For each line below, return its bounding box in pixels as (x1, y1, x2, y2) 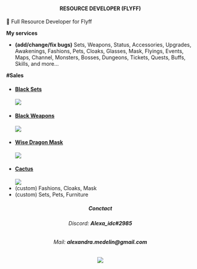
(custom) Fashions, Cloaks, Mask (14, 185, 97, 192)
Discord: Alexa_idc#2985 (68, 219, 133, 227)
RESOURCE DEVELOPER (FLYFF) (59, 5, 141, 12)
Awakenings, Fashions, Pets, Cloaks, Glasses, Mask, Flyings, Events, (14, 48, 184, 55)
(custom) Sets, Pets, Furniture (14, 191, 88, 198)
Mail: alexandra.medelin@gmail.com (53, 238, 147, 245)
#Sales (6, 72, 24, 79)
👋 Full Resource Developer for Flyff (6, 18, 93, 25)
